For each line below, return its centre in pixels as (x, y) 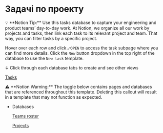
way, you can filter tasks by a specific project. (51, 38)
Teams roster (25, 116)
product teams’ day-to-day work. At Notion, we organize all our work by (77, 28)
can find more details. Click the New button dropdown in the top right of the (80, 53)
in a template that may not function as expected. (54, 97)
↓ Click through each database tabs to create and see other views (72, 67)
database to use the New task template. (44, 58)
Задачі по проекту (44, 9)
